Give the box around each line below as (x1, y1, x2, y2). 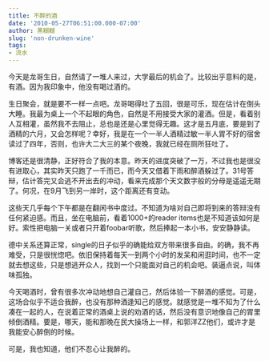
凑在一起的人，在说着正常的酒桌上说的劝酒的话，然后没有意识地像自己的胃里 (8, 307, 261, 316)
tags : (8, 42, 26, 50)
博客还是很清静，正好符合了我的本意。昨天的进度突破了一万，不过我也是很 (8, 156, 254, 165)
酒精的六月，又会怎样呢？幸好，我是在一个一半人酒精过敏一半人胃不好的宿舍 (8, 129, 261, 138)
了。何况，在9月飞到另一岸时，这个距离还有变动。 (8, 186, 175, 195)
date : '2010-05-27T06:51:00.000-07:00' (8, 19, 142, 27)
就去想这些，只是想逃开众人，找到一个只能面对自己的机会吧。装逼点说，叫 (8, 260, 254, 269)
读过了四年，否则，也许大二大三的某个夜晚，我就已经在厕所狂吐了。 (8, 139, 233, 148)
